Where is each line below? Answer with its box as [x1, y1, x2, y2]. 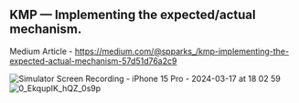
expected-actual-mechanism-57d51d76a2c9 [9, 55, 177, 67]
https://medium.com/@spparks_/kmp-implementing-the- [74, 46, 290, 57]
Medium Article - [9, 46, 73, 57]
